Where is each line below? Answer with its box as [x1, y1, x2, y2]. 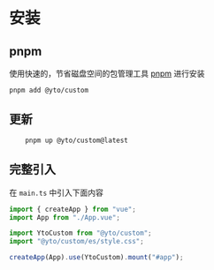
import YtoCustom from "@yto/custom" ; [9, 229, 152, 238]
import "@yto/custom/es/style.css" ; [9, 237, 144, 246]
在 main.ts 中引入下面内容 [9, 187, 103, 198]
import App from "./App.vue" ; [9, 213, 121, 221]
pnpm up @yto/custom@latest [25, 136, 128, 145]
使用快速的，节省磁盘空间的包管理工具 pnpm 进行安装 [9, 68, 205, 79]
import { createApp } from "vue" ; [9, 205, 137, 214]
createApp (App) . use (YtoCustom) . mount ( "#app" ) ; [9, 253, 184, 262]
